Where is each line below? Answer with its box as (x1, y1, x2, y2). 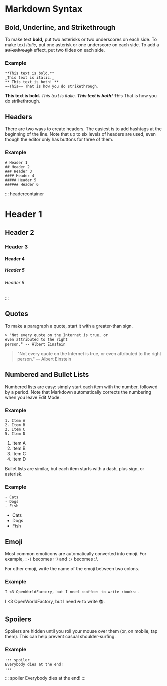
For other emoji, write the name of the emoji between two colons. (5, 566, 140, 572)
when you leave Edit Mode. (5, 394, 61, 400)
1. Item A (5, 418, 26, 423)
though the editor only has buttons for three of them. (5, 136, 114, 143)
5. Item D (5, 431, 26, 436)
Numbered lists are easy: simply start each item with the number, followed (5, 384, 158, 390)
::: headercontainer (5, 191, 44, 197)
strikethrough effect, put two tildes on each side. (5, 47, 105, 53)
